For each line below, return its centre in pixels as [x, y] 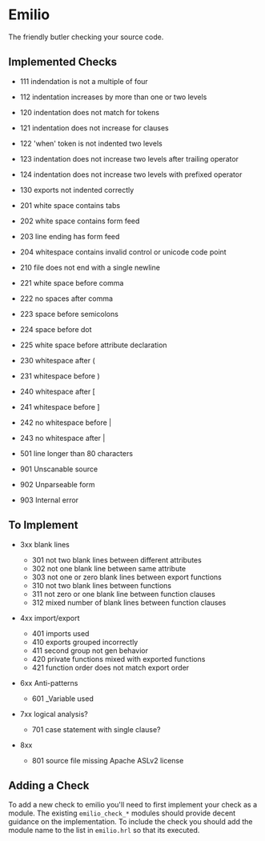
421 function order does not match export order [110, 667]
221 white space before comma [72, 282]
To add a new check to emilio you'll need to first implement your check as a [133, 805]
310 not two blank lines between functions [102, 585]
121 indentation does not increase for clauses [94, 128]
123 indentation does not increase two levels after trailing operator [129, 158]
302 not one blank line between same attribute [109, 568]
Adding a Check [49, 785]
